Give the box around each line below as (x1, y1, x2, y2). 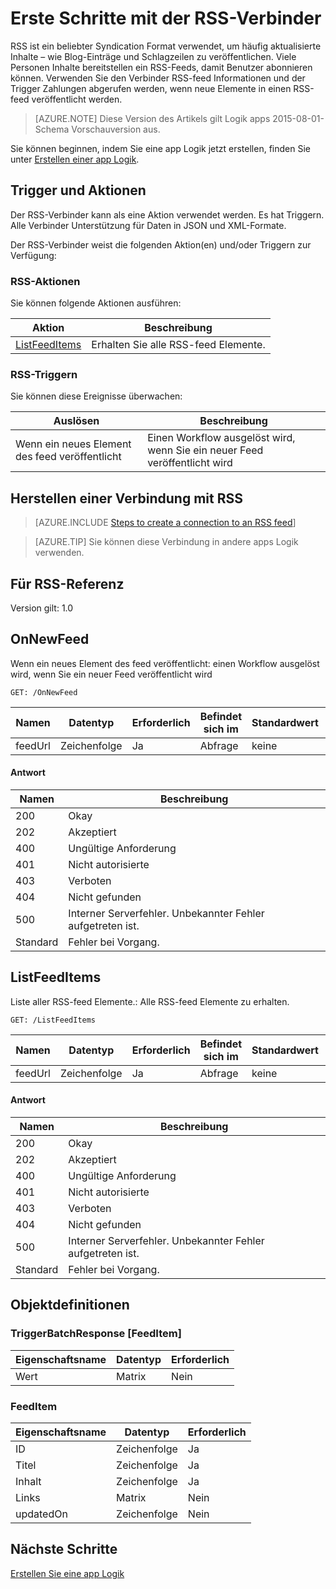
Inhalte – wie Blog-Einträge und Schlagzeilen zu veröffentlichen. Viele (10, 50, 297, 62)
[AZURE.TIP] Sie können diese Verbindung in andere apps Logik (34, 536, 299, 548)
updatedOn (15, 1507, 68, 1521)
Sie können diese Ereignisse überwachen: (10, 390, 183, 402)
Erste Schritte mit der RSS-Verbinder (10, 7, 322, 30)
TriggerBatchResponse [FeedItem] (10, 1327, 182, 1341)
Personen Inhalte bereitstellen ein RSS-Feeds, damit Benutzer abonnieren (10, 61, 313, 73)
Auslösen (53, 414, 100, 428)
